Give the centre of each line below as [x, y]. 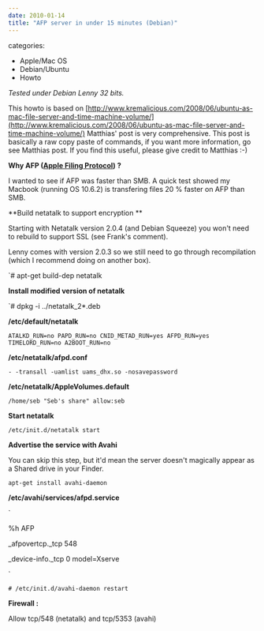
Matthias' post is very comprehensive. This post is [168, 133]
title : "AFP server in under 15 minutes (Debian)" [93, 23]
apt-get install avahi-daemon [58, 483]
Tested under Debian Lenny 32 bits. [66, 92]
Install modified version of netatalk [67, 291]
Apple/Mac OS [43, 61]
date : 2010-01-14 [37, 15]
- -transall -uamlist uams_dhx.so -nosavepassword [93, 372]
